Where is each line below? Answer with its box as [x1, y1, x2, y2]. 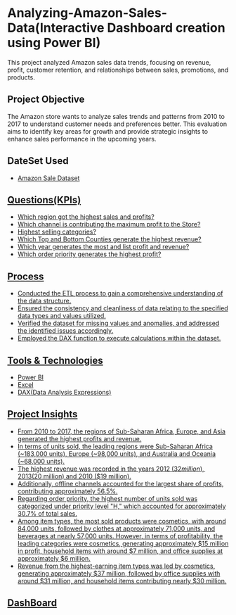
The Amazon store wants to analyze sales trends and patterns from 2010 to [7, 112, 225, 120]
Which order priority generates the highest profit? [17, 250, 162, 258]
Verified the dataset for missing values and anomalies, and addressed [17, 319, 220, 328]
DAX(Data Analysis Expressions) [17, 388, 112, 396]
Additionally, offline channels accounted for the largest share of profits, [17, 479, 224, 488]
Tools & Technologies [7, 354, 103, 367]
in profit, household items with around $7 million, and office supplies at [17, 547, 223, 555]
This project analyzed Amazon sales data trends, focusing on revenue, [7, 58, 211, 66]
